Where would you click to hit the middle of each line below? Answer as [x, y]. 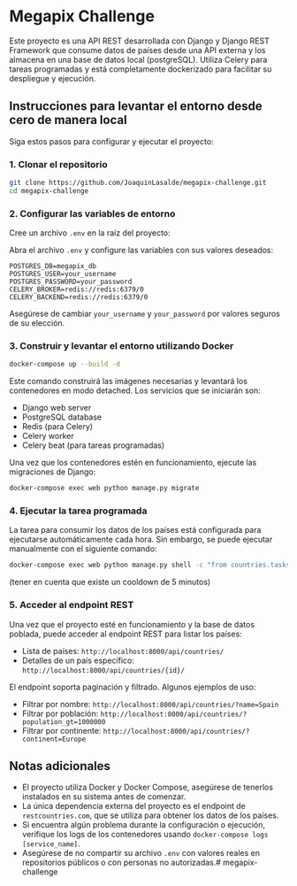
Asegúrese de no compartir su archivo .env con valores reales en [141, 853]
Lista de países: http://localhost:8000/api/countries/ [123, 651]
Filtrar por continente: [61, 730]
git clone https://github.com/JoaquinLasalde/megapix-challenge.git [138, 183]
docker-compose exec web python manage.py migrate [104, 489]
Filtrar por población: [60, 713]
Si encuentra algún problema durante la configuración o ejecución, [144, 825]
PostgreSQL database [62, 417]
